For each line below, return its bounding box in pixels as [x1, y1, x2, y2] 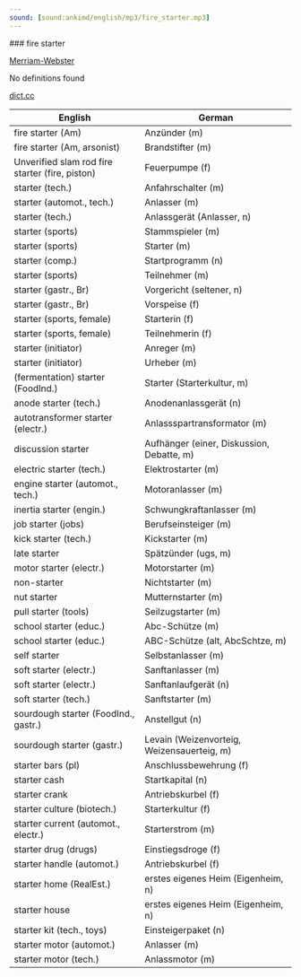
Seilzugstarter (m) [144, 605, 221, 617]
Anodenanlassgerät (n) [144, 397, 242, 409]
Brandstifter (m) [144, 141, 212, 153]
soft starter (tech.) [13, 693, 91, 705]
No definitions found [9, 73, 85, 83]
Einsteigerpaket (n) [144, 923, 226, 936]
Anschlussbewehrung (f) [144, 759, 249, 772]
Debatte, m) [144, 448, 194, 460]
